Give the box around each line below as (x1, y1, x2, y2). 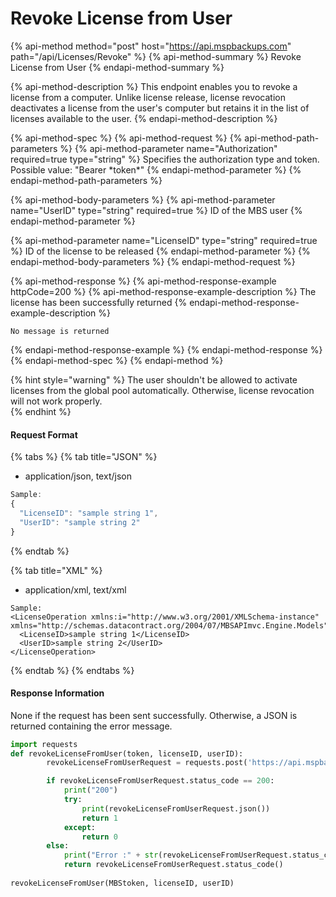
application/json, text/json (24, 470, 132, 482)
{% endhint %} (10, 405, 72, 417)
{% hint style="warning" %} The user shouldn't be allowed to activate (10, 373, 298, 386)
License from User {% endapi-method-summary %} (10, 61, 225, 73)
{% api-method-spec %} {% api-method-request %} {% (10, 132, 243, 144)
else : (46, 841, 70, 851)
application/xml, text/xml (24, 583, 127, 596)
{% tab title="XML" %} (10, 564, 103, 576)
